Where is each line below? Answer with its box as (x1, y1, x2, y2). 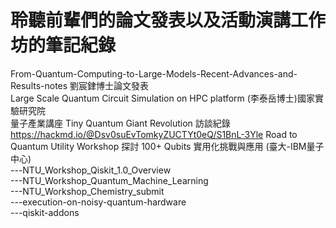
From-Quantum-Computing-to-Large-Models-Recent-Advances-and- (10, 67, 298, 80)
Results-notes (10, 79, 68, 91)
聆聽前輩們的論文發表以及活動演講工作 (10, 9, 327, 32)
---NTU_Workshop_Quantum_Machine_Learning (10, 174, 209, 186)
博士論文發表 (96, 79, 150, 91)
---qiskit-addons (10, 206, 80, 218)
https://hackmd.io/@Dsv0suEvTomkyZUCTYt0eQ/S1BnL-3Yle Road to (10, 128, 298, 140)
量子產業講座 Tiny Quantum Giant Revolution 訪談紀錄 (10, 117, 231, 129)
